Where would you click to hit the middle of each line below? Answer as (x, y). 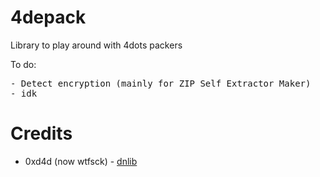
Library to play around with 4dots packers (96, 45)
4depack (48, 17)
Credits (41, 133)
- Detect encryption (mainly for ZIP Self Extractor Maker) (161, 83)
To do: (23, 64)
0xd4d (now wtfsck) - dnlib (81, 161)
